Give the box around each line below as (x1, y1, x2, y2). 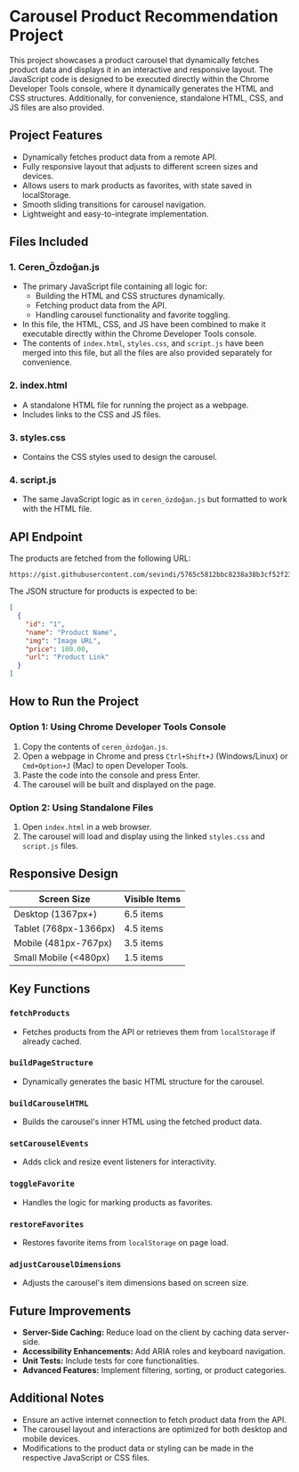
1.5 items (124, 951, 164, 964)
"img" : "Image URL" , (25, 636, 101, 646)
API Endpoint (9, 529, 83, 545)
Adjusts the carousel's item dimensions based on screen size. (21, 1278, 249, 1288)
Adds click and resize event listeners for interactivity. (21, 1156, 216, 1167)
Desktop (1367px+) (13, 908, 98, 920)
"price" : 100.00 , (25, 645, 90, 654)
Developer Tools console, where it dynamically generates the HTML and (9, 83, 274, 94)
